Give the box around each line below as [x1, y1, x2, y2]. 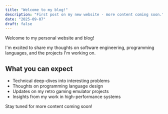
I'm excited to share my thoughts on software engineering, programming [5, 44, 154, 50]
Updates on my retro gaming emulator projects [12, 88, 109, 94]
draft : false [5, 21, 32, 26]
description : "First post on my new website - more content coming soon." [5, 12, 164, 17]
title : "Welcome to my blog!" [5, 7, 68, 12]
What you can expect [5, 64, 73, 73]
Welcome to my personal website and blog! [5, 35, 94, 41]
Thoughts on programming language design [12, 83, 103, 89]
